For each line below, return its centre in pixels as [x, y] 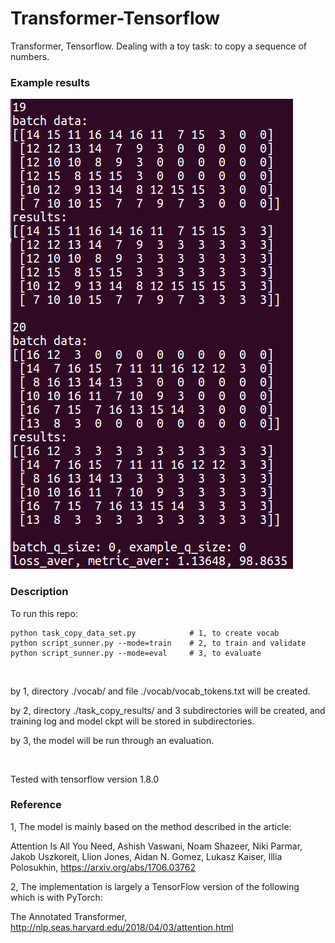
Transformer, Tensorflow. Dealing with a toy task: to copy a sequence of [159, 46]
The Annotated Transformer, [69, 916]
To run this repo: [44, 613]
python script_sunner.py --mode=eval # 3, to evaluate [136, 653]
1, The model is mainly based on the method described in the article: [151, 826]
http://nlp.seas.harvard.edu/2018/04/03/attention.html [122, 927]
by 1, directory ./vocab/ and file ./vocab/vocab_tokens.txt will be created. [160, 691]
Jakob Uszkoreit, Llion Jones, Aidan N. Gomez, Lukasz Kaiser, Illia [146, 856]
